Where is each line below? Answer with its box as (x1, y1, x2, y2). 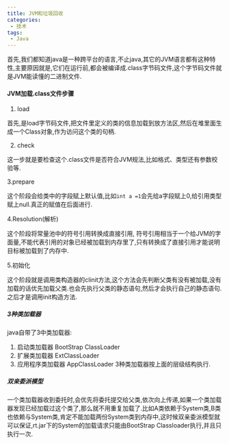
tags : (7, 29, 23, 36)
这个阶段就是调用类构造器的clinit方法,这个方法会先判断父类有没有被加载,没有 (7, 275, 222, 284)
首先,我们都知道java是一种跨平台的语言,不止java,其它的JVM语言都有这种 (7, 56, 210, 64)
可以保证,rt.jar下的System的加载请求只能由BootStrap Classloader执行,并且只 (7, 421, 222, 430)
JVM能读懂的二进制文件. (12, 73, 82, 81)
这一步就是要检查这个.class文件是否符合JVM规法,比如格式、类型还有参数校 (7, 156, 218, 164)
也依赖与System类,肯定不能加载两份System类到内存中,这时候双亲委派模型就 (7, 412, 221, 421)
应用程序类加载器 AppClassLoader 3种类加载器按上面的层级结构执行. (16, 360, 211, 369)
